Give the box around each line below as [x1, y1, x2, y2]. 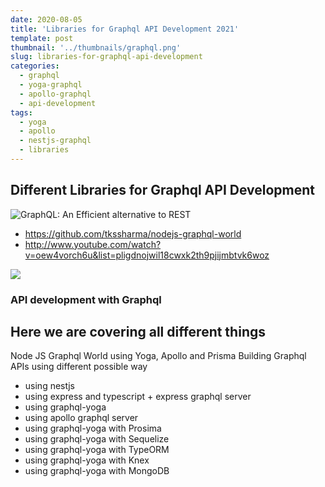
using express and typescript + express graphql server [24, 391, 252, 403]
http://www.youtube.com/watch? [24, 238, 162, 250]
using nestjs [24, 380, 75, 392]
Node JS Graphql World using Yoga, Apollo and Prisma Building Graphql [10, 350, 307, 362]
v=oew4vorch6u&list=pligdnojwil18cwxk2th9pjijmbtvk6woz [24, 249, 270, 261]
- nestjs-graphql [19, 136, 92, 146]
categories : [10, 61, 60, 71]
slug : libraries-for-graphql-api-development [10, 52, 203, 62]
